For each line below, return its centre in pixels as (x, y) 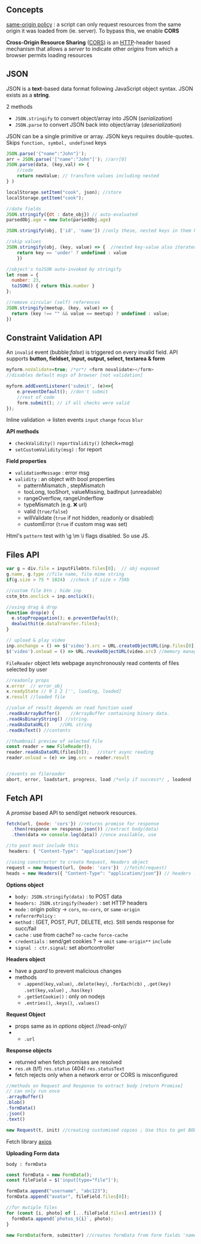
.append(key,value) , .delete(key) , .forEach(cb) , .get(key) (98, 983)
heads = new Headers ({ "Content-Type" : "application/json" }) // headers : (101, 873)
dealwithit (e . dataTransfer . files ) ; (56, 624)
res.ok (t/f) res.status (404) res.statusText (70, 1068)
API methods (23, 431)
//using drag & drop (32, 607)
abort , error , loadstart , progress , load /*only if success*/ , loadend (99, 779)
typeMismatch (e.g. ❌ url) (55, 505)
